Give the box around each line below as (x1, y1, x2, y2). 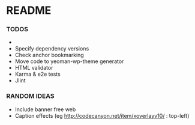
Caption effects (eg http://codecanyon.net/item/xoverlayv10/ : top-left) (14, 112, 190, 119)
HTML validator (14, 64, 53, 72)
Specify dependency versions (14, 45, 89, 52)
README (6, 4, 52, 17)
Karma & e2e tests (14, 70, 61, 78)
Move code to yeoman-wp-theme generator (14, 58, 124, 65)
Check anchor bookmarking (14, 52, 84, 59)
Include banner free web (14, 106, 76, 113)
